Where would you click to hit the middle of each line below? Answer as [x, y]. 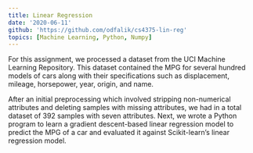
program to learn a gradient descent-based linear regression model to [121, 124]
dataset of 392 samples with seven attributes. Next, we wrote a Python [123, 116]
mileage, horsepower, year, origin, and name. [81, 84]
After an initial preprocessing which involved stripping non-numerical [119, 99]
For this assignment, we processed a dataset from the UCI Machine [117, 59]
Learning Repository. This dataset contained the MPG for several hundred [127, 68]
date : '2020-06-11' [40, 23]
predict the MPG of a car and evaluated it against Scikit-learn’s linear [119, 133]
